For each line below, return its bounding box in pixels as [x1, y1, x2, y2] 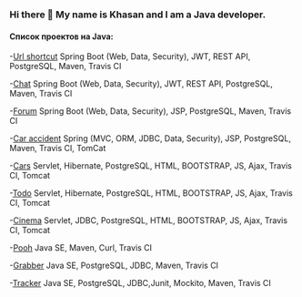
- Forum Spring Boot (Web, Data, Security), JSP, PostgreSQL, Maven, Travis [9, 106, 292, 117]
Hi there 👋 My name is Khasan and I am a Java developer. [9, 8, 267, 21]
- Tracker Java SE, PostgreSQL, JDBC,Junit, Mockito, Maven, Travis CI [9, 278, 271, 289]
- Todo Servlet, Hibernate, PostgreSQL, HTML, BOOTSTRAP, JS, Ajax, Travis [9, 188, 293, 199]
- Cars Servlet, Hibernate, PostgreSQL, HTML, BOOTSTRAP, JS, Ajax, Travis [9, 160, 293, 171]
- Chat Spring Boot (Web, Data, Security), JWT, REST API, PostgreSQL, [9, 78, 273, 89]
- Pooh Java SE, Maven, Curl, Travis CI [9, 242, 153, 253]
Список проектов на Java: [9, 31, 114, 42]
